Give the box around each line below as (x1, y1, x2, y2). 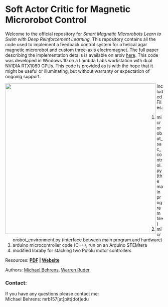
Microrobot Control (5, 14, 87, 26)
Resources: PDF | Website (5, 257, 60, 263)
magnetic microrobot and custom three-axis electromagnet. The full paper (5, 47, 159, 53)
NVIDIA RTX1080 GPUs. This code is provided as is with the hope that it (5, 63, 153, 69)
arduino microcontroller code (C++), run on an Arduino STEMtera (12, 242, 147, 248)
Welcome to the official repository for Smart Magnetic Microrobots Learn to (5, 31, 161, 37)
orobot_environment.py (12, 237, 61, 243)
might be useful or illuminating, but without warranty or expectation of (5, 68, 150, 74)
